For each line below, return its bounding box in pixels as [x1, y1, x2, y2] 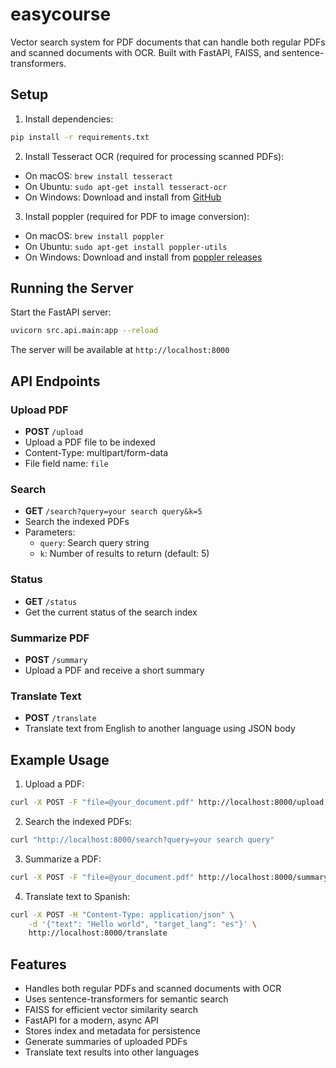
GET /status [24, 595, 78, 607]
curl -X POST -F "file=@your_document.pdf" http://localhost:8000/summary [10, 872, 329, 882]
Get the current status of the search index [24, 606, 198, 618]
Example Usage [10, 751, 110, 768]
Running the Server [10, 280, 134, 297]
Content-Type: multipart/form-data [24, 447, 169, 458]
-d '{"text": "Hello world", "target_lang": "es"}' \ [28, 919, 257, 929]
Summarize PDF [10, 631, 90, 645]
